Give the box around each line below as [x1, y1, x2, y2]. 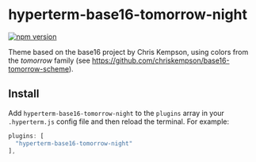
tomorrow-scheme [8, 64, 70, 73]
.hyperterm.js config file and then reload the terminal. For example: [8, 117, 230, 126]
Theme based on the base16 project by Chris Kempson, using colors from [8, 47, 249, 56]
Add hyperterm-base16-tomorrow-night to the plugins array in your [8, 108, 224, 118]
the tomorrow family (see [8, 56, 91, 65]
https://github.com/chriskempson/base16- [92, 56, 230, 65]
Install [8, 87, 40, 101]
